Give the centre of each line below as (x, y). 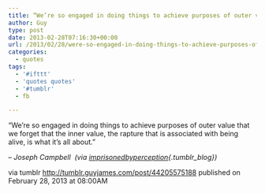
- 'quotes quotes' (46, 81)
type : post (26, 30)
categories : (28, 52)
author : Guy (28, 23)
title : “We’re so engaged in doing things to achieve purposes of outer (130, 15)
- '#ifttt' (33, 74)
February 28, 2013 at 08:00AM (58, 181)
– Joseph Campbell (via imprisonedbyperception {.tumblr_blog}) (113, 158)
